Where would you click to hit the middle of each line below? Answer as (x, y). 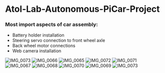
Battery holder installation (38, 35)
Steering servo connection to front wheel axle (59, 40)
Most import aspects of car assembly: (52, 25)
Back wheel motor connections (44, 46)
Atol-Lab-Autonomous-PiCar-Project (82, 9)
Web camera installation (37, 51)
